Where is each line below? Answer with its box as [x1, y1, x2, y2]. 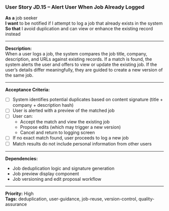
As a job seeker [5, 15, 38, 21]
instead [5, 31, 21, 37]
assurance [5, 201, 27, 207]
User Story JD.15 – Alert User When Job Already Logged [5, 4, 145, 11]
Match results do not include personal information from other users [12, 140, 152, 147]
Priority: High [5, 190, 34, 196]
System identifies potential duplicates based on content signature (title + [12, 97, 163, 103]
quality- [138, 195, 155, 202]
